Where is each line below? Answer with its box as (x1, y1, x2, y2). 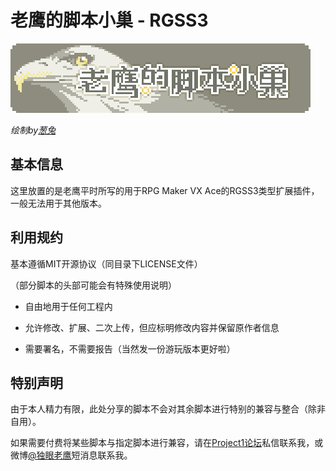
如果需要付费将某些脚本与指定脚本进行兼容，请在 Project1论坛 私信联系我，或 (10, 437, 324, 449)
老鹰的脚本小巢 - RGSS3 (10, 9, 209, 32)
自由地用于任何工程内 (24, 300, 113, 312)
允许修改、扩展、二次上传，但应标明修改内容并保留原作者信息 (24, 321, 280, 333)
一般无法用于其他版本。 (10, 197, 107, 209)
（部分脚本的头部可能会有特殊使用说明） (10, 279, 177, 291)
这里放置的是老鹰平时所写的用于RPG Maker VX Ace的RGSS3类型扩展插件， (10, 184, 320, 196)
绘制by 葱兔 (10, 124, 57, 136)
